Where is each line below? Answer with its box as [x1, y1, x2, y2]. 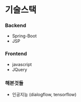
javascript [12, 61, 32, 67]
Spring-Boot [12, 33, 37, 39]
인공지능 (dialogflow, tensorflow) [12, 92, 77, 98]
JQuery [12, 67, 28, 72]
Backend [5, 22, 27, 29]
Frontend [5, 51, 27, 57]
